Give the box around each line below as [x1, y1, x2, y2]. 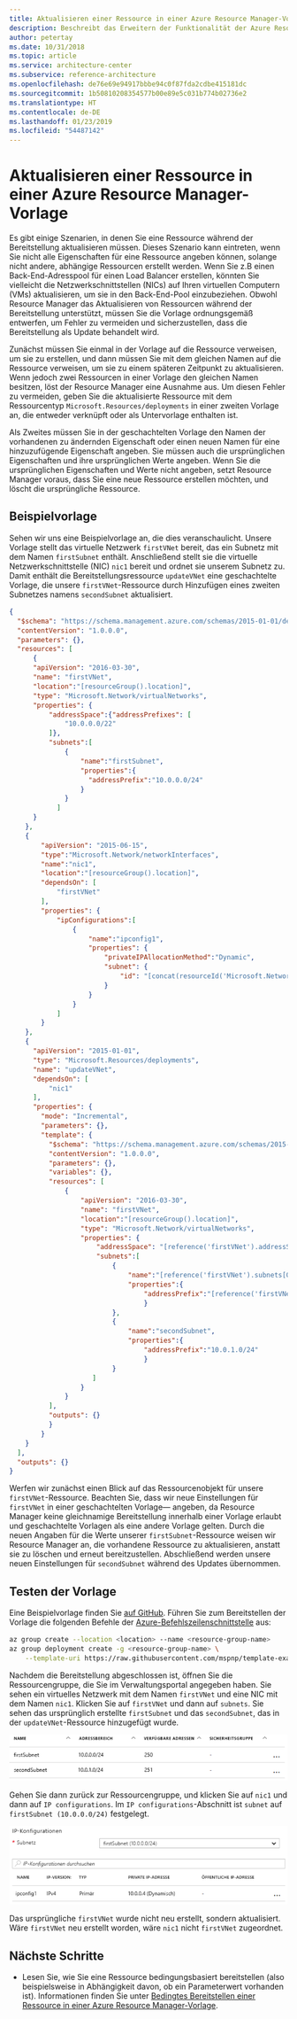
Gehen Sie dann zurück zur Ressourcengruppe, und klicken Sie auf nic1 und [9, 1790, 288, 1800]
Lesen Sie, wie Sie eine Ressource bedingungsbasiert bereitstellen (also [21, 1972, 285, 1983]
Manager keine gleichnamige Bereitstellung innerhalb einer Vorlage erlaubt [9, 1511, 282, 1522]
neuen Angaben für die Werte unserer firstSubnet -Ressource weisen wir [9, 1530, 277, 1541]
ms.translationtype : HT [9, 98, 97, 107]
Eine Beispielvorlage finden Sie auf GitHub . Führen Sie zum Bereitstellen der [9, 1608, 286, 1619]
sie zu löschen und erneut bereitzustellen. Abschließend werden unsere [9, 1549, 271, 1559]
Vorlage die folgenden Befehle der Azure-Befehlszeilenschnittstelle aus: [9, 1617, 271, 1627]
